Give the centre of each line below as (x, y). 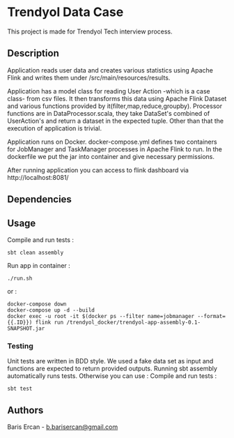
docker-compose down (37, 304)
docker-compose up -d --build (51, 310)
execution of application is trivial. (55, 128)
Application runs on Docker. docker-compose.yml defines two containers (112, 142)
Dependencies (39, 199)
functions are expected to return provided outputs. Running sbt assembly (112, 369)
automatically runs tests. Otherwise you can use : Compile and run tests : (112, 376)
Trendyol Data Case (65, 12)
